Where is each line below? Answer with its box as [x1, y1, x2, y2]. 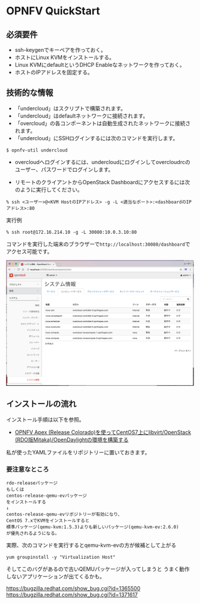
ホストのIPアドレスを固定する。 [14, 69, 93, 76]
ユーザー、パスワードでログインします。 [14, 166, 114, 173]
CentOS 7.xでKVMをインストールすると [6, 518, 90, 524]
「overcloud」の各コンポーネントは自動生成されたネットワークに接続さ [14, 119, 191, 126]
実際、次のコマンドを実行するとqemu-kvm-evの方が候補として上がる [6, 541, 177, 549]
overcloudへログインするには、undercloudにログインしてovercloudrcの [14, 158, 190, 165]
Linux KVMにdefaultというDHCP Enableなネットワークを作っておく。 [14, 61, 186, 68]
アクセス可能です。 [6, 247, 52, 255]
